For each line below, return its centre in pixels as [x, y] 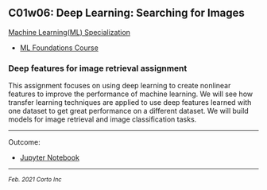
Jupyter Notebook [49, 157]
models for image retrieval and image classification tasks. [103, 119]
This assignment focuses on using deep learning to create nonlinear [120, 86]
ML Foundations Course [59, 48]
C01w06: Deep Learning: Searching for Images [126, 13]
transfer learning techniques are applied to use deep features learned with [130, 103]
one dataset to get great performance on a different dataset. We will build [128, 111]
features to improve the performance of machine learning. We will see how [130, 94]
